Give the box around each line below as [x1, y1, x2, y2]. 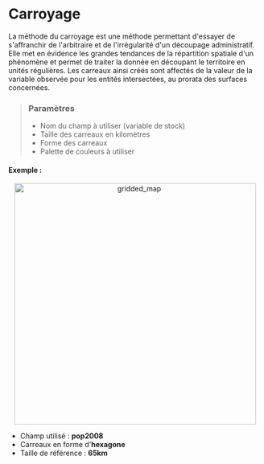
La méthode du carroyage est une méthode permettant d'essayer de [8, 31, 236, 41]
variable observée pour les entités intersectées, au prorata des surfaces [8, 74, 248, 84]
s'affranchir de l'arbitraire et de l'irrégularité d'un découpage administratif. [8, 39, 255, 49]
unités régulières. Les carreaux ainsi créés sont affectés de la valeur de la [8, 65, 253, 75]
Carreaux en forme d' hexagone [19, 440, 126, 450]
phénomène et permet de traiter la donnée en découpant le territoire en [8, 57, 245, 67]
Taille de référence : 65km [19, 448, 108, 458]
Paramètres [27, 102, 75, 113]
